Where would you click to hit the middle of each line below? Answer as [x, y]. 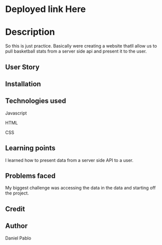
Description [30, 32]
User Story [22, 67]
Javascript [16, 113]
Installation [23, 84]
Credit [15, 209]
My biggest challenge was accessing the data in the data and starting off [80, 188]
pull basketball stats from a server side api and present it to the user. [76, 51]
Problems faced [31, 176]
